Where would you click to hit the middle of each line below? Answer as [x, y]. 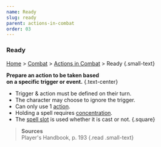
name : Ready [21, 12]
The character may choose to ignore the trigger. [75, 100]
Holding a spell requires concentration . [63, 112]
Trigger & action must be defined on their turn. [73, 93]
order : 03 [19, 29]
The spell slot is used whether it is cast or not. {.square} [85, 119]
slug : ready [21, 18]
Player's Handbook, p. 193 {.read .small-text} [77, 137]
